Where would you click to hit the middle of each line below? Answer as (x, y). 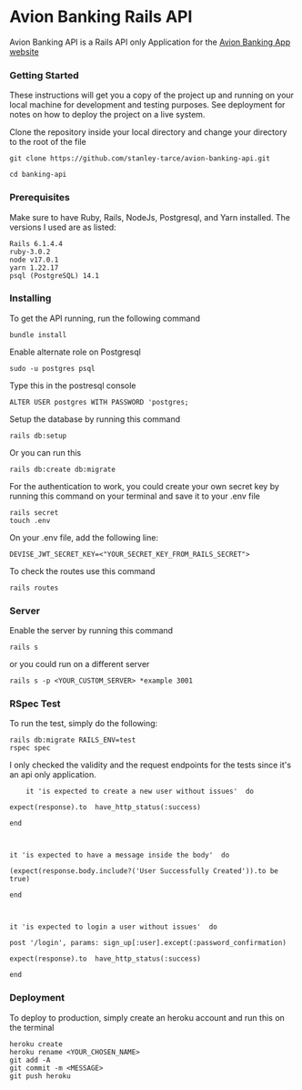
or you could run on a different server (80, 664)
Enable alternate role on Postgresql (75, 352)
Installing (30, 298)
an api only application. (53, 775)
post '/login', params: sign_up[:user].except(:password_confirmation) (148, 943)
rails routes (34, 588)
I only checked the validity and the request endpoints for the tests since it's (151, 765)
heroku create (36, 1044)
